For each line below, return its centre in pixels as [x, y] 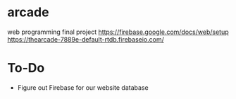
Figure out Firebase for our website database [83, 87]
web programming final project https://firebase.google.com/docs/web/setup [118, 32]
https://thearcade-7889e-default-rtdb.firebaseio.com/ [86, 39]
